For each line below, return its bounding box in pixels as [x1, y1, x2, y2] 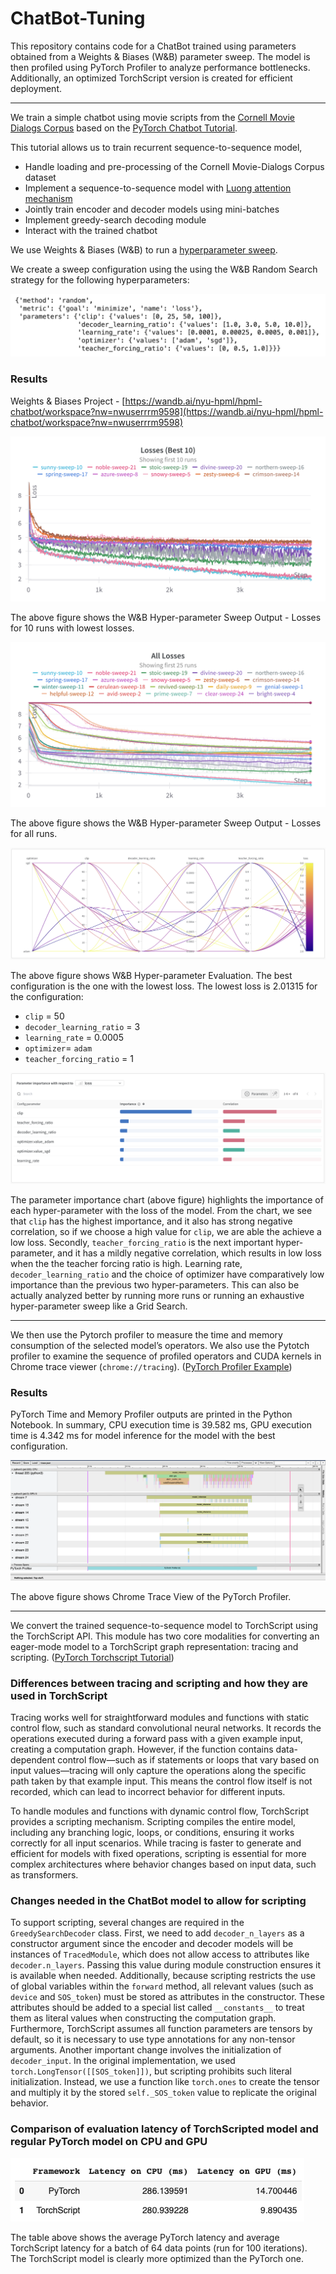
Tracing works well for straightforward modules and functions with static [10, 1712, 310, 1724]
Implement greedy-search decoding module [24, 213, 207, 226]
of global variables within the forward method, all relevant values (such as [10, 1980, 314, 1992]
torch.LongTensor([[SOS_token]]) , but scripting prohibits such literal [10, 2065, 292, 2077]
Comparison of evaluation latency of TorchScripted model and [10, 2122, 319, 2136]
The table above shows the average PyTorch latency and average [10, 2231, 280, 2243]
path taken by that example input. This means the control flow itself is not [10, 1775, 313, 1787]
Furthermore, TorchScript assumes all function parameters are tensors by [10, 2023, 313, 2035]
